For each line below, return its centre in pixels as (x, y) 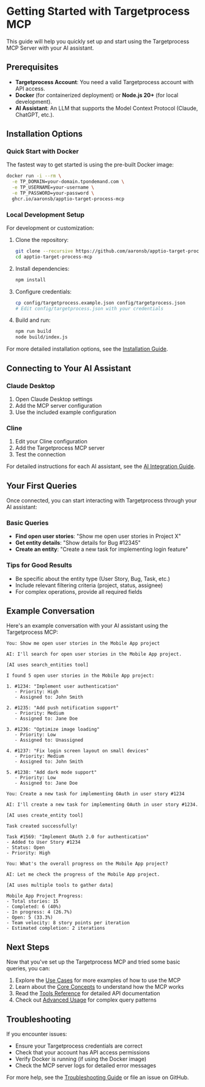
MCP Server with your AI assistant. (50, 48)
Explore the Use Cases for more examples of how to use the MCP (98, 980)
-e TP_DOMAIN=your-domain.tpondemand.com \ (68, 182)
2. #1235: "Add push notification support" (63, 708)
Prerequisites (32, 67)
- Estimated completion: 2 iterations (56, 929)
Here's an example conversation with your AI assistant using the (87, 626)
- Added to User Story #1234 (43, 843)
